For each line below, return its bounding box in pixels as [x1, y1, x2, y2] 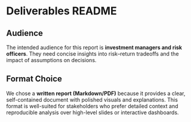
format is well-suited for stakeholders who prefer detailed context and [6, 102, 178, 109]
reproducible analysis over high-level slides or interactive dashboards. [6, 109, 179, 116]
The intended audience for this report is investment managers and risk [6, 44, 182, 51]
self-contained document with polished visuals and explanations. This [6, 96, 178, 103]
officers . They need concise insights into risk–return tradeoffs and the [6, 50, 179, 57]
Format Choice [6, 74, 63, 84]
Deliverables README [6, 4, 118, 18]
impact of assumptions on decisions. [6, 57, 97, 63]
